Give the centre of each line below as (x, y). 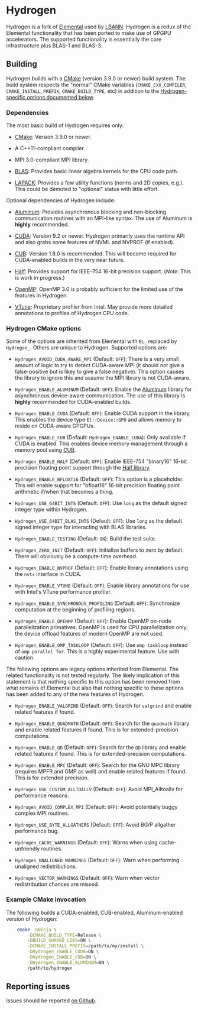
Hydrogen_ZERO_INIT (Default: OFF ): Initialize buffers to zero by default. (99, 550)
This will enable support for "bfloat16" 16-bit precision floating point (97, 485)
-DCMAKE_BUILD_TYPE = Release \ (64, 935)
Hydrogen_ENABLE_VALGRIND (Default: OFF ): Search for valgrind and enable (103, 706)
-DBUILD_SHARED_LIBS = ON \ (59, 941)
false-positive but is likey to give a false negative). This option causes (99, 372)
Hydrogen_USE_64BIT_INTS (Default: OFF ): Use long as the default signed (101, 503)
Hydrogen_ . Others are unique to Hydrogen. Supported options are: (87, 348)
